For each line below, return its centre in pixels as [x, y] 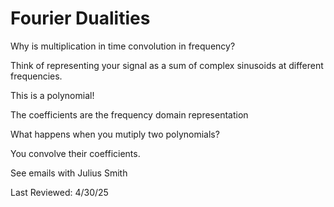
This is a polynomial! [52, 95]
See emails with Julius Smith [69, 173]
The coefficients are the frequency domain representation [129, 114]
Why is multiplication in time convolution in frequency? [123, 46]
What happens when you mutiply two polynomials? [115, 134]
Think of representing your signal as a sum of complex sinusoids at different [167, 65]
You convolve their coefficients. [75, 153]
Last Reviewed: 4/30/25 [59, 192]
